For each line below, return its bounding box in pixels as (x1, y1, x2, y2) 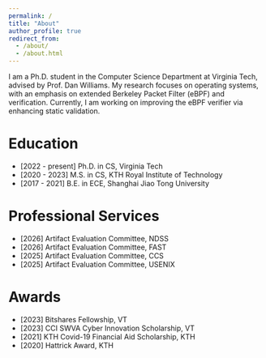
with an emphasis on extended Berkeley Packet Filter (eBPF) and (8, 89, 225, 98)
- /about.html (15, 49, 63, 58)
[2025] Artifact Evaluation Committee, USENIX (19, 259, 176, 269)
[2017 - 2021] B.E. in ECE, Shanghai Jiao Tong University (19, 178, 209, 188)
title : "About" (8, 19, 60, 28)
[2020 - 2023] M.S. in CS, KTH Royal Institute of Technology (19, 169, 223, 179)
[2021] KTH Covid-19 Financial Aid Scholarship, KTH (19, 331, 196, 341)
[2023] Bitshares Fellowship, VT (19, 314, 128, 324)
